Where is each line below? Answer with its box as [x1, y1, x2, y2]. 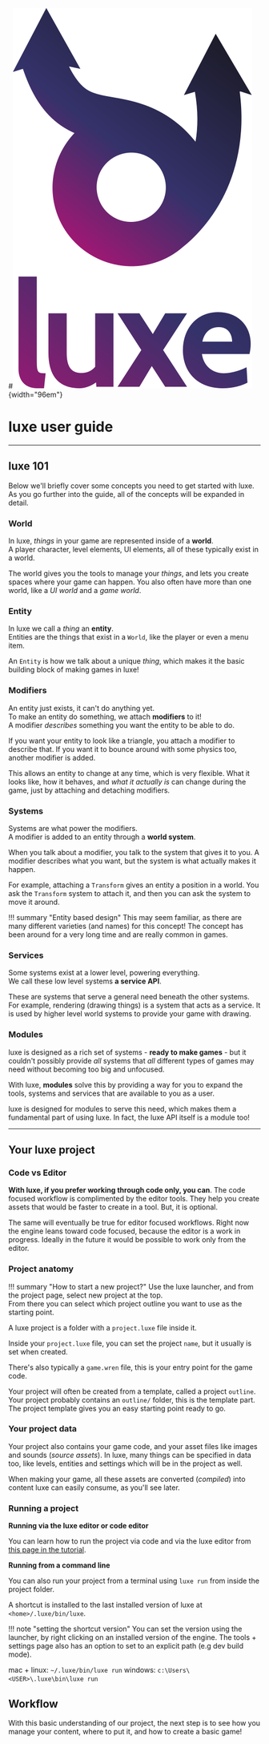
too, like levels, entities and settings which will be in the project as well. [8, 1459, 243, 1468]
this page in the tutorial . [8, 1545, 86, 1555]
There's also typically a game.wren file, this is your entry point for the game [8, 1362, 254, 1372]
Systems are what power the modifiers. [8, 823, 138, 833]
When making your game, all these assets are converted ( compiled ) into [8, 1474, 246, 1484]
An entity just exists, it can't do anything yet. [8, 703, 155, 713]
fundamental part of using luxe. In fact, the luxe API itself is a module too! [8, 1112, 251, 1122]
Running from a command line [8, 1560, 110, 1570]
